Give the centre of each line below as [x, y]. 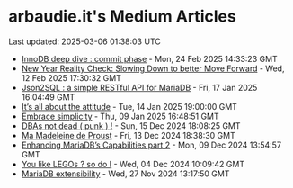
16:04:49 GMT [48, 97]
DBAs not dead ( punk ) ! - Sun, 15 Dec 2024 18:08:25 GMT [131, 125]
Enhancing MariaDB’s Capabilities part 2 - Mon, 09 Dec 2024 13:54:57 [151, 145]
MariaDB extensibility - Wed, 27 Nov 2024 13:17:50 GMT [125, 174]
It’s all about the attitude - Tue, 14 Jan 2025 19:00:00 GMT [129, 106]
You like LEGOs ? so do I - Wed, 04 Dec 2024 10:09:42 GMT [133, 164]
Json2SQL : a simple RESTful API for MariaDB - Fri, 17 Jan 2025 [139, 87]
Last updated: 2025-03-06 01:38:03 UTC [84, 41]
